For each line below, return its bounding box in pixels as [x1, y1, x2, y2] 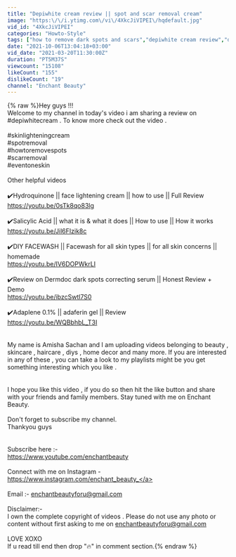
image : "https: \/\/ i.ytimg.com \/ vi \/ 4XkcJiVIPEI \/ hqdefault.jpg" [7, 17, 202, 24]
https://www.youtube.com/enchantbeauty [7, 452, 129, 461]
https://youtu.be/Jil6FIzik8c [7, 227, 87, 235]
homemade [7, 252, 40, 261]
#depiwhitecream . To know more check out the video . [7, 117, 167, 125]
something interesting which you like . [7, 363, 117, 372]
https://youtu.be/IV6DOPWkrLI [7, 260, 96, 268]
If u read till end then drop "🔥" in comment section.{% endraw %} [7, 542, 198, 551]
